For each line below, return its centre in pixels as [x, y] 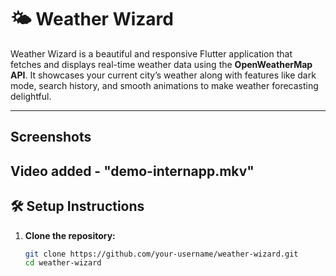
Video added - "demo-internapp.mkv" [132, 171]
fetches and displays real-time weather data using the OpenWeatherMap [161, 64]
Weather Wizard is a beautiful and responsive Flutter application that [151, 53]
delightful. [31, 96]
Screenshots [51, 137]
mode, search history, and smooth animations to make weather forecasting [164, 85]
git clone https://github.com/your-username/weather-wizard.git [161, 254]
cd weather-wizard [63, 263]
